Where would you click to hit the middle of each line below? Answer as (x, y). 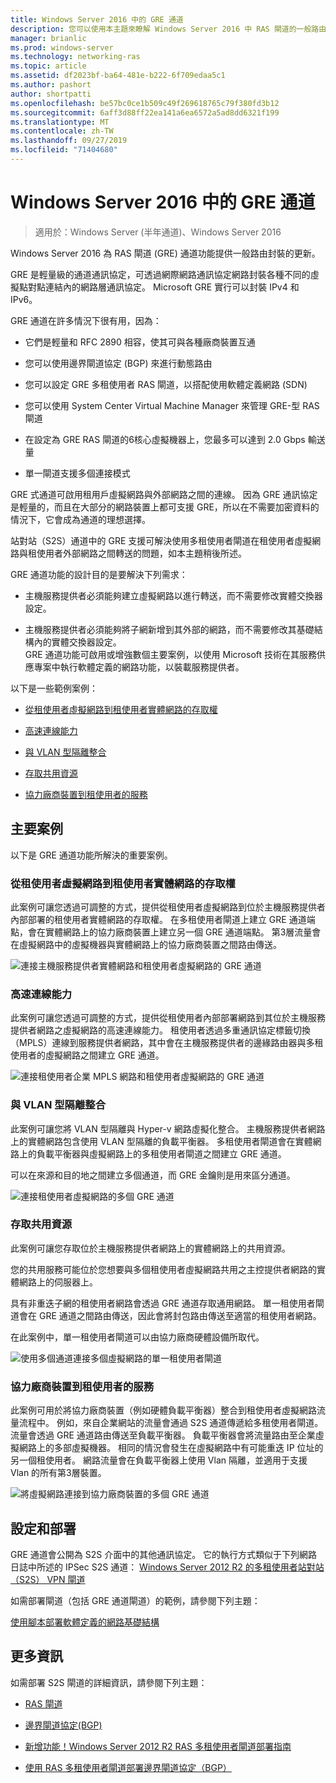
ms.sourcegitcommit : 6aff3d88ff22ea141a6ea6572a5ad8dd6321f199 (145, 112)
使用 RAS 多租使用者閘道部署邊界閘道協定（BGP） (128, 1767)
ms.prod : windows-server (62, 47)
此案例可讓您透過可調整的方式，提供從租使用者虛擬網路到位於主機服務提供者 (168, 907)
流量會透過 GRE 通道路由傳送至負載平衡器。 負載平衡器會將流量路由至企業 (163, 1435)
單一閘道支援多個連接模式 (77, 473)
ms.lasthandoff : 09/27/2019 (69, 141)
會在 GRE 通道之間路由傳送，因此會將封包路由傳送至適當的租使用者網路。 (170, 1315)
